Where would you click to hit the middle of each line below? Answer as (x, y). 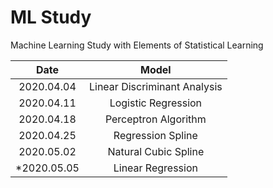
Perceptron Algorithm (155, 119)
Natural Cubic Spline (156, 151)
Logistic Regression (156, 103)
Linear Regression (155, 168)
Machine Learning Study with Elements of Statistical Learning (137, 45)
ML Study (51, 17)
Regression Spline (155, 135)
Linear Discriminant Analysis (155, 86)
